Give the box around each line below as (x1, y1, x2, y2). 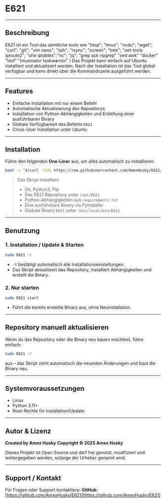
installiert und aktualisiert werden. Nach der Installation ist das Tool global (5, 63, 156, 69)
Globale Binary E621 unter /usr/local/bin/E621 (24, 208, 120, 213)
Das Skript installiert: (17, 177, 60, 183)
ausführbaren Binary (12, 116, 54, 122)
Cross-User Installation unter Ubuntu (12, 126, 87, 132)
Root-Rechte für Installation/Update (12, 408, 85, 414)
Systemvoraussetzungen (5, 384, 85, 393)
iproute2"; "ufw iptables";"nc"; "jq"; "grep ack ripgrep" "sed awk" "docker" (5, 52, 158, 58)
